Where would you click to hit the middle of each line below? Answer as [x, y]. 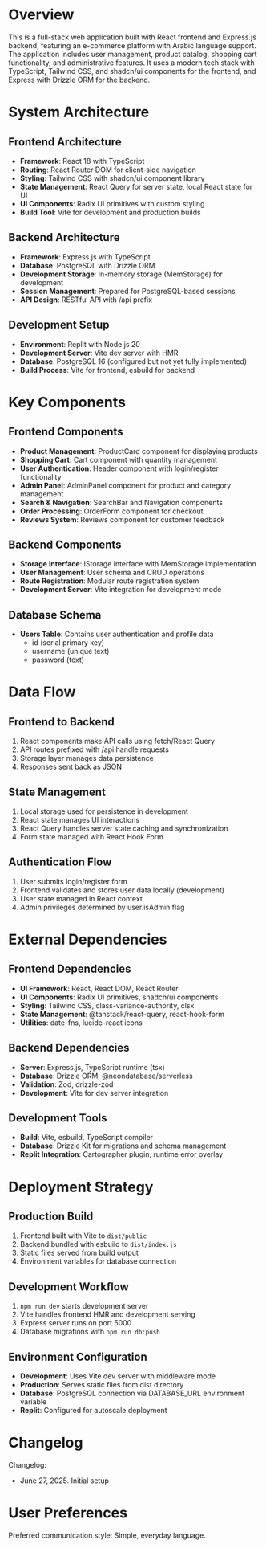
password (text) [58, 660]
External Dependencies [88, 939]
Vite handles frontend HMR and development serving [108, 1314]
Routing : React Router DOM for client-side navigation [108, 170]
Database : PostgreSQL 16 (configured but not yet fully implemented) [133, 361]
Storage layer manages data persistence [87, 758]
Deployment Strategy [81, 1187]
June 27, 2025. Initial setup [64, 1481]
